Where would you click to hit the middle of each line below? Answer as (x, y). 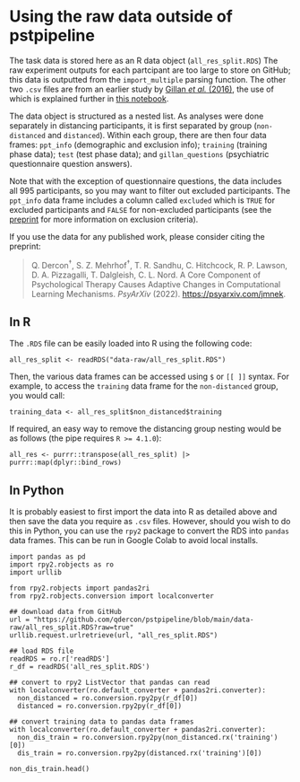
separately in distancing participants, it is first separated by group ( (133, 125)
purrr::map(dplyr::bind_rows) (66, 463)
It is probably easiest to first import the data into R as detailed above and (143, 512)
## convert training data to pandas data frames (102, 722)
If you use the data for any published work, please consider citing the (137, 236)
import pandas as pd (48, 557)
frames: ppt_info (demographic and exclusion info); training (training (138, 145)
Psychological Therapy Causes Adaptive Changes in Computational (156, 284)
